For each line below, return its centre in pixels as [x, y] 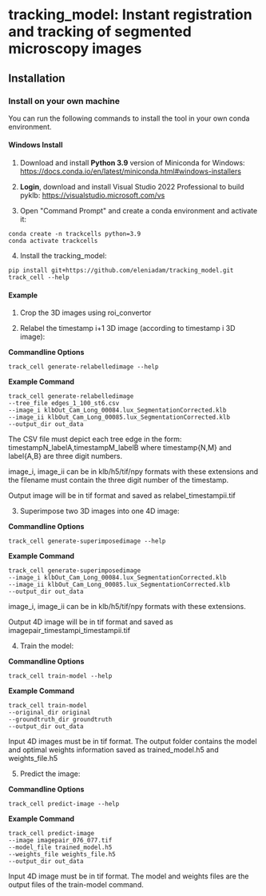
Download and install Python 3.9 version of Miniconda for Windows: [132, 163]
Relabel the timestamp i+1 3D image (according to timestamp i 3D [127, 329]
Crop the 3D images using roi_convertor [85, 313]
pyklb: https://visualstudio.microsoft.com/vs [92, 195]
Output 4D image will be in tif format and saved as [91, 622]
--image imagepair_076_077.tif [60, 841]
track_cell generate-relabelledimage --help [83, 367]
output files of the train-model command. [76, 885]
